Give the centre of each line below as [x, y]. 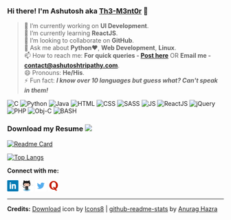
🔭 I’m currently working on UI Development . [86, 26]
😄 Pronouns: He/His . [54, 73]
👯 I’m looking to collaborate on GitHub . [79, 41]
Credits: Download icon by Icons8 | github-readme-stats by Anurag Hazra [112, 208]
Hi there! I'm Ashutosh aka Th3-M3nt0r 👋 [78, 11]
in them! [36, 90]
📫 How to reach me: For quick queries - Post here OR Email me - [118, 56]
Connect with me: [33, 170]
